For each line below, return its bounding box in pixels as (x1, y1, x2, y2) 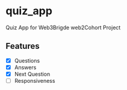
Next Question (14, 70, 51, 77)
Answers (14, 64, 37, 71)
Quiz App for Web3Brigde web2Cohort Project (5, 24, 121, 31)
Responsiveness (14, 77, 55, 84)
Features (5, 41, 40, 51)
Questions (14, 57, 40, 64)
